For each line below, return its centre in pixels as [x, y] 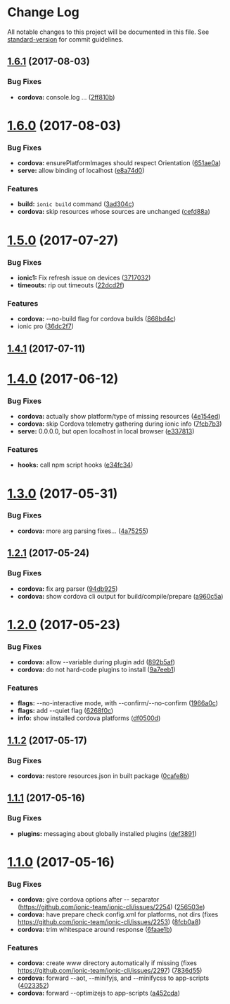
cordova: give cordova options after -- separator [88, 900]
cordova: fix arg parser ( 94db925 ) [68, 588]
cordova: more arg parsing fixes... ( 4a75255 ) [83, 531]
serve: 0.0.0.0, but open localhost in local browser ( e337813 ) [106, 431]
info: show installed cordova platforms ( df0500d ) [89, 718]
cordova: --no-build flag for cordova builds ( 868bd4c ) [97, 319]
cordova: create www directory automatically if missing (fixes [107, 963]
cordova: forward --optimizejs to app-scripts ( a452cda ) [99, 993]
